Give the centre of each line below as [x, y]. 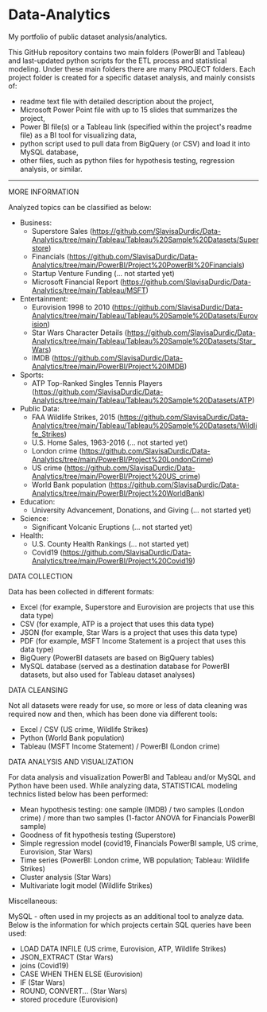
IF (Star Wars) [43, 982]
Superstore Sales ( [62, 231]
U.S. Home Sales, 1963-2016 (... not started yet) [110, 442]
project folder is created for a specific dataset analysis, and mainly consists [132, 77]
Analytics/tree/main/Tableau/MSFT [89, 290]
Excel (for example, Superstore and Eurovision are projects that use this [137, 607]
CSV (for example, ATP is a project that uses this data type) [117, 624]
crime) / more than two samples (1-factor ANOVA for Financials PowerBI [137, 818]
